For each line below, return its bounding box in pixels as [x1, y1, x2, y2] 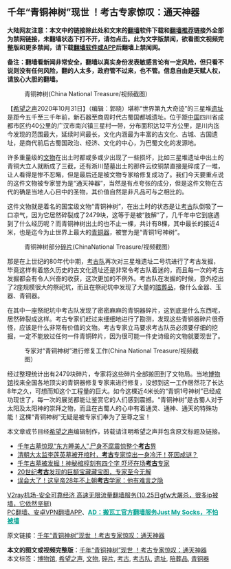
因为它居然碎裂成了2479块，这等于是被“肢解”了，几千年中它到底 [30, 210, 214, 219]
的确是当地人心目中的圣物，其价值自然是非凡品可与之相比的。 [12, 188, 188, 196]
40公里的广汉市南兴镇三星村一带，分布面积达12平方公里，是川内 [30, 121, 214, 129]
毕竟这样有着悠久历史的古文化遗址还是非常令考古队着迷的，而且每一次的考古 [7, 265, 224, 274]
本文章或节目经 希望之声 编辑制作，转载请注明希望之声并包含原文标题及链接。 [7, 427, 224, 435]
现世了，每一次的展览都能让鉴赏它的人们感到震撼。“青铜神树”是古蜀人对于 [12, 395, 223, 403]
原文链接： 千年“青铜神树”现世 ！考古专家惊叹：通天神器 [7, 531, 165, 539]
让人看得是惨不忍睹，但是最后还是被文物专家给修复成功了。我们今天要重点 [7, 170, 218, 179]
